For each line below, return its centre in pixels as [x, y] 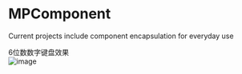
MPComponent [60, 14]
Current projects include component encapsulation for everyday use [121, 36]
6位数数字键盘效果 [39, 52]
